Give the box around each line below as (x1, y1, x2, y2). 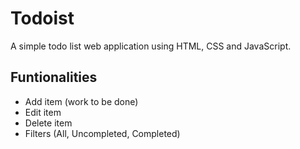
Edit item (24, 106, 62, 118)
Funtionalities (10, 69, 98, 86)
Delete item (24, 117, 73, 129)
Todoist (10, 7, 75, 30)
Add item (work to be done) (24, 95, 139, 107)
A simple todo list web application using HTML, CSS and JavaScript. (10, 40, 292, 52)
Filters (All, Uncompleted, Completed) (24, 127, 181, 139)
